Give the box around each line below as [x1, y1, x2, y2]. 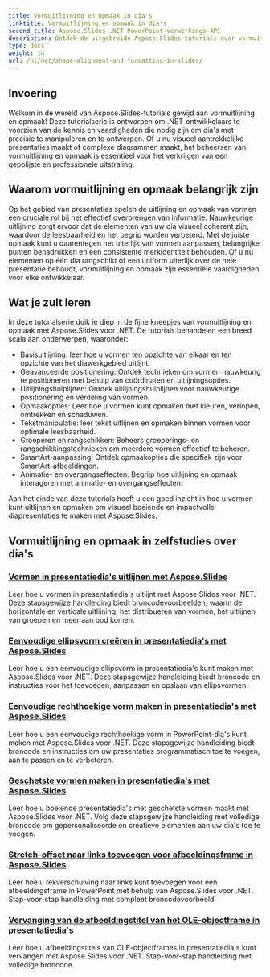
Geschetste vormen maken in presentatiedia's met [8, 775, 211, 786]
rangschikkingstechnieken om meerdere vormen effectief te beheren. [19, 444, 251, 453]
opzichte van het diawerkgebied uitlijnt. [19, 358, 151, 368]
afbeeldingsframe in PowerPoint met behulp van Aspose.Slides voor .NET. [8, 886, 254, 896]
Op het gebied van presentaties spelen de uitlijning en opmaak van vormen [8, 204, 257, 213]
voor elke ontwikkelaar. [8, 272, 85, 282]
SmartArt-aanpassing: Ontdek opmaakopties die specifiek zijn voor [19, 453, 243, 462]
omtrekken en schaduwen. [19, 410, 108, 420]
